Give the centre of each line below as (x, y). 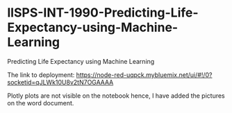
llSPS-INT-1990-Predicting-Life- (103, 13)
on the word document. (41, 103)
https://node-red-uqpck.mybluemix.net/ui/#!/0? (144, 75)
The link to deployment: (41, 75)
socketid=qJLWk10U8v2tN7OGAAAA (60, 82)
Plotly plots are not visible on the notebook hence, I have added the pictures (116, 96)
